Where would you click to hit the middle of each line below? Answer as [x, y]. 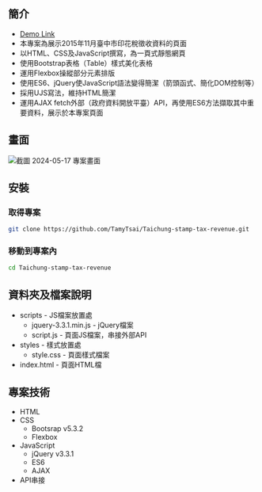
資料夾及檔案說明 [50, 294]
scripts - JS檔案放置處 [56, 315]
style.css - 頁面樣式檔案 [70, 355]
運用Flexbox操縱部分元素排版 [67, 73]
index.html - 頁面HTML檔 [61, 365]
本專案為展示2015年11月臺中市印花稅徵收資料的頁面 [103, 43]
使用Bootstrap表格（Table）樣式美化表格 [86, 63]
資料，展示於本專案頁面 [65, 113]
